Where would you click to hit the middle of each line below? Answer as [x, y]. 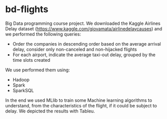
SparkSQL [23, 90]
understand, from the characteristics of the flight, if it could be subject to [81, 105]
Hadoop [21, 80]
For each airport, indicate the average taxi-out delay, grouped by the [84, 55]
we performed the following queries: [43, 34]
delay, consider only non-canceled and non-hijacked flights [75, 49]
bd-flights [27, 9]
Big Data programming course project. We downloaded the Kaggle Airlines [83, 23]
